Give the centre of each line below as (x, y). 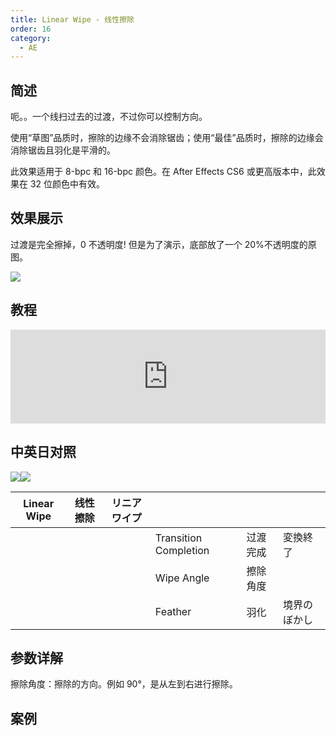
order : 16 (31, 29)
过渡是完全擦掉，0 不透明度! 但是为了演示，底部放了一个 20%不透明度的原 (163, 244)
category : (31, 38)
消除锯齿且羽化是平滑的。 (63, 150)
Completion (182, 550)
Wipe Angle (182, 578)
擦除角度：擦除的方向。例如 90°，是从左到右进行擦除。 (124, 684)
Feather (173, 611)
